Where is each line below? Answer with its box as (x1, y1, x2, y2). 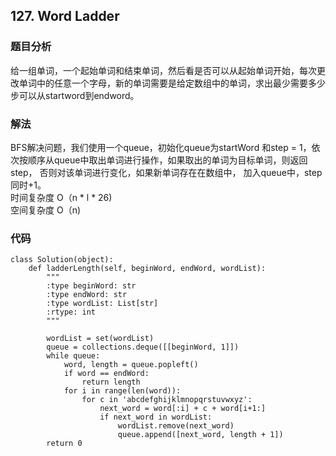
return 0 (46, 439, 83, 449)
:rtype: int (46, 307, 97, 318)
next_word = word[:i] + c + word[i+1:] (99, 404, 267, 414)
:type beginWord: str (46, 281, 137, 291)
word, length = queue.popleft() (63, 360, 199, 370)
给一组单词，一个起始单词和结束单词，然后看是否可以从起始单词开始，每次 (10, 64, 317, 76)
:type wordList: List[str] (46, 299, 159, 309)
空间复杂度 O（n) (10, 204, 82, 216)
